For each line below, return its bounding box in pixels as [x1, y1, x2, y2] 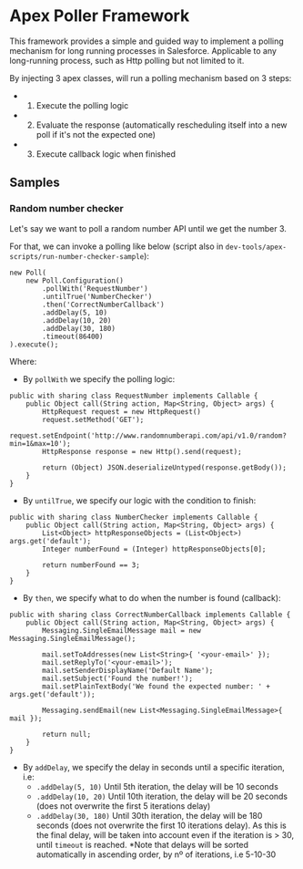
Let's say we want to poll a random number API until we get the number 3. [9, 222, 287, 233]
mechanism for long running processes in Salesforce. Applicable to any [9, 45, 278, 56]
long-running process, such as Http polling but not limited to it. [9, 55, 245, 66]
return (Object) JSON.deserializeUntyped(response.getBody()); [42, 462, 287, 472]
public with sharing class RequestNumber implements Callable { [9, 391, 258, 400]
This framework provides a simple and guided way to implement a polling [9, 36, 284, 47]
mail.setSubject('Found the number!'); [42, 674, 194, 683]
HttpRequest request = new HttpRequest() [42, 407, 202, 416]
